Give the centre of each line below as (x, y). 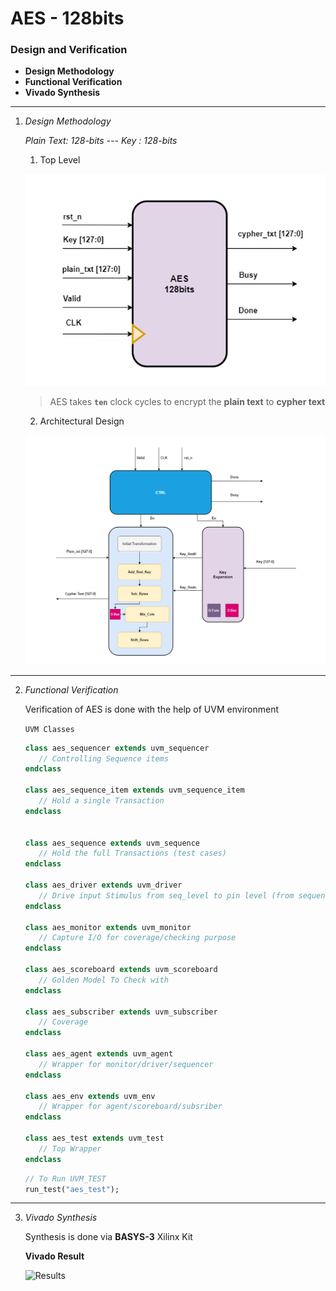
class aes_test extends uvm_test (94, 1138)
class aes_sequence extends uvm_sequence (112, 843)
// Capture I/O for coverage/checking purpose (137, 938)
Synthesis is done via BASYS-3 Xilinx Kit (108, 1237)
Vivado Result (54, 1256)
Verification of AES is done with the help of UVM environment (151, 709)
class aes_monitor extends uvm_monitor (108, 927)
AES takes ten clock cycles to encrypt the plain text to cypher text (187, 401)
